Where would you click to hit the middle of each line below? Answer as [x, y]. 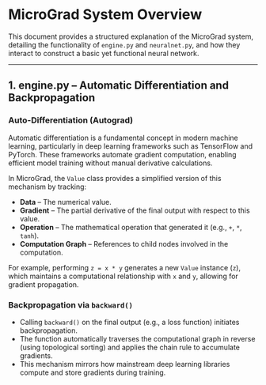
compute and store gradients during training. [93, 372]
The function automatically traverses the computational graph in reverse [137, 338]
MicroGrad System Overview [105, 15]
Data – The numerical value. [66, 202]
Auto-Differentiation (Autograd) [71, 120]
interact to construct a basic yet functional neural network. [104, 53]
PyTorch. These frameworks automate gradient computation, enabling [122, 154]
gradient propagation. [44, 284]
